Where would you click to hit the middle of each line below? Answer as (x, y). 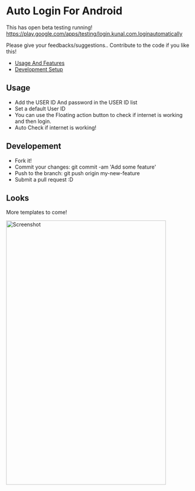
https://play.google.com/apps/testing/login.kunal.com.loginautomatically (95, 33)
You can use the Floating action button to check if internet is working (99, 115)
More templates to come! (37, 213)
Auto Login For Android (64, 11)
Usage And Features (40, 63)
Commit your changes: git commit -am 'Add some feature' (85, 167)
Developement (34, 146)
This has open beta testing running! (49, 27)
